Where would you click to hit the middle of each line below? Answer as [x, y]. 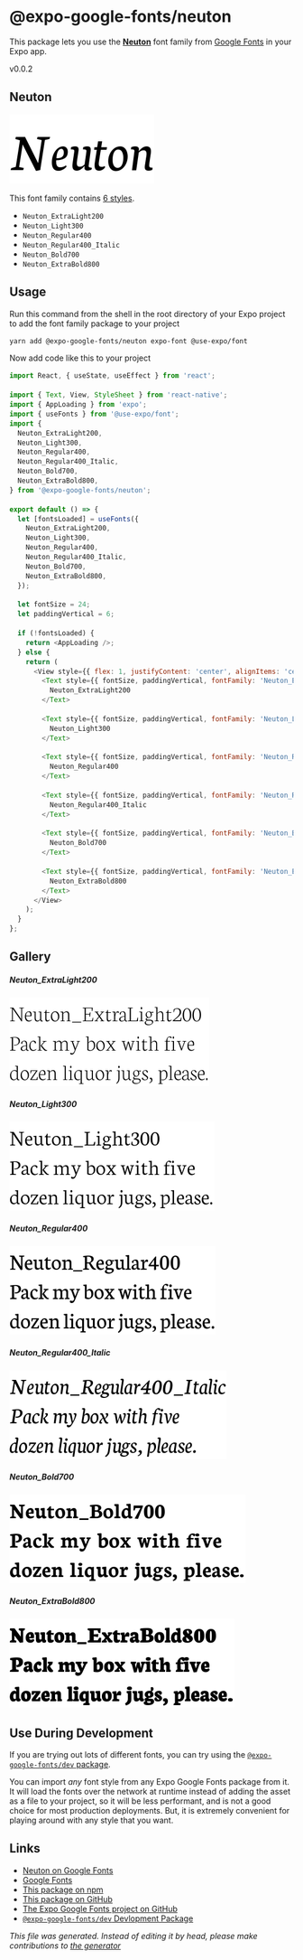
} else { [34, 652]
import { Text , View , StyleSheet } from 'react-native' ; [119, 395]
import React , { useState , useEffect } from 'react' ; [113, 376]
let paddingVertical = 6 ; [66, 614]
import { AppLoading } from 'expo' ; [78, 405]
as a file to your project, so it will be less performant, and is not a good [140, 1801]
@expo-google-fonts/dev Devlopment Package [108, 1918]
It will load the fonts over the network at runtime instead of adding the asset [150, 1792]
